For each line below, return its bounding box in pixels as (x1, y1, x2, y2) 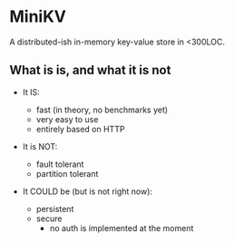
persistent (35, 203, 74, 214)
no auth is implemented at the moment (49, 222, 194, 233)
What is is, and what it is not (9, 63, 171, 78)
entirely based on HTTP (35, 123, 125, 134)
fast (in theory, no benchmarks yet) (35, 104, 169, 115)
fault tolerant (35, 159, 84, 169)
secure (35, 213, 63, 224)
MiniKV (9, 6, 66, 27)
